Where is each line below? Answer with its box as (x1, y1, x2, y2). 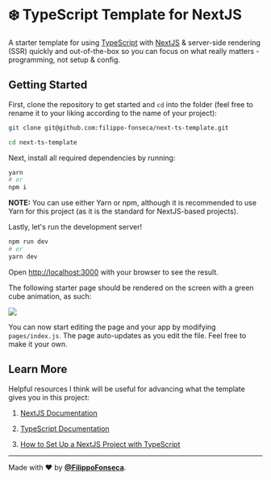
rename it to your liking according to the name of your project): (8, 108, 218, 118)
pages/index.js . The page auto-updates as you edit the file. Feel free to (8, 330, 247, 340)
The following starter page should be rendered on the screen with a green (8, 283, 254, 292)
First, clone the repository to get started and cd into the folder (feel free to (8, 99, 254, 109)
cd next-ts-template (8, 138, 78, 147)
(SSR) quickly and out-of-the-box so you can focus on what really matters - (8, 46, 260, 56)
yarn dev (8, 252, 38, 261)
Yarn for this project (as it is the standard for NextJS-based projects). (8, 206, 239, 217)
